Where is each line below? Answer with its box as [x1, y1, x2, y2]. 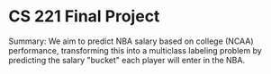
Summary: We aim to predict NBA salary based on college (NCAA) [8, 36, 254, 46]
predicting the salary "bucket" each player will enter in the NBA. [8, 54, 245, 65]
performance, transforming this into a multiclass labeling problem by [8, 45, 262, 55]
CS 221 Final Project [8, 6, 160, 27]
